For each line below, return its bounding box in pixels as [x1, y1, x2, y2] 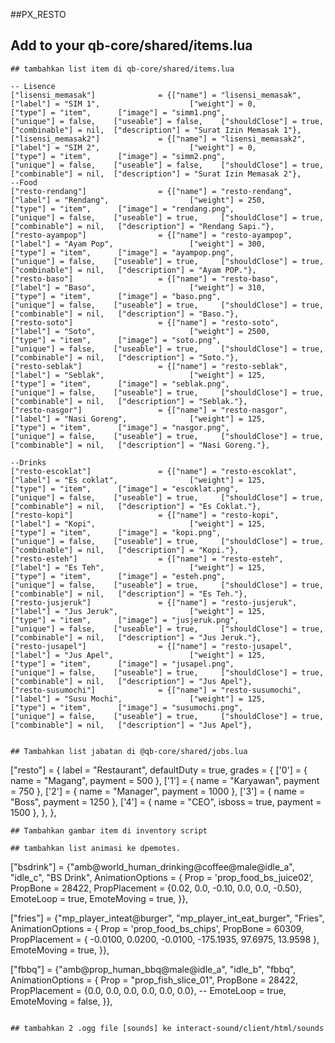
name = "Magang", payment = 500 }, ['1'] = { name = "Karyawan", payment [10, 774, 320, 786]
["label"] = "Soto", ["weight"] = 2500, [10, 326, 271, 336]
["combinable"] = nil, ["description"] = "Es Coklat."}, [10, 501, 262, 511]
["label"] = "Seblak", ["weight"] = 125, [10, 370, 267, 380]
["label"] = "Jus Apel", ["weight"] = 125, [10, 650, 267, 660]
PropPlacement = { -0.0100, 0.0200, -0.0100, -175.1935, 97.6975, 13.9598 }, [10, 933, 320, 945]
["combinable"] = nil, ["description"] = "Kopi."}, [10, 545, 240, 555]
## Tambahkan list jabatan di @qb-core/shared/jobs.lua [10, 746, 248, 756]
